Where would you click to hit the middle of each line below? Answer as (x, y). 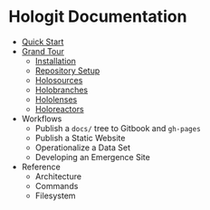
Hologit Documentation (98, 17)
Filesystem (55, 196)
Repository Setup (67, 71)
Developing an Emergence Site (92, 157)
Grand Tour (43, 51)
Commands (57, 186)
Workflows (42, 119)
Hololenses (56, 99)
